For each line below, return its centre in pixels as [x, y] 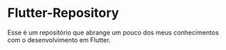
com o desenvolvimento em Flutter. [59, 39]
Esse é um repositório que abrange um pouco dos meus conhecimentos [113, 32]
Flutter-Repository [63, 13]
